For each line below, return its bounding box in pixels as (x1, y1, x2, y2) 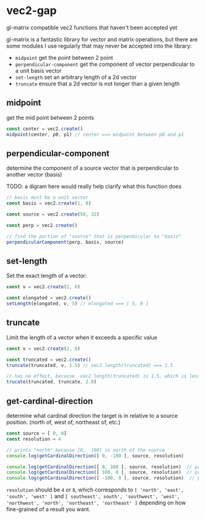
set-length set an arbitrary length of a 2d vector (15, 73, 137, 81)
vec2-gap (6, 4, 57, 18)
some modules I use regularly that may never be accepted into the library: (6, 42, 192, 49)
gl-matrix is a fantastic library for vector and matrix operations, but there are (6, 35, 198, 43)
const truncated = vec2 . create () (6, 357, 92, 363)
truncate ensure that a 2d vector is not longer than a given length (15, 80, 180, 87)
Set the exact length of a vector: (6, 272, 87, 280)
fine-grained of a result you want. (6, 506, 91, 513)
